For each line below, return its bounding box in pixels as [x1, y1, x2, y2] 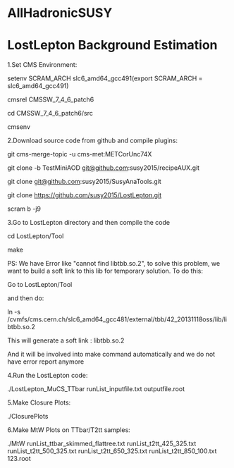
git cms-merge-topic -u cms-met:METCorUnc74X [7, 150, 152, 159]
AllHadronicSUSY [7, 5, 113, 21]
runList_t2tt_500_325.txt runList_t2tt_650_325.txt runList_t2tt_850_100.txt [7, 447, 217, 455]
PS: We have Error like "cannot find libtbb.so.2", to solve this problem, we [7, 259, 221, 268]
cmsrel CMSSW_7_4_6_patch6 [7, 95, 94, 104]
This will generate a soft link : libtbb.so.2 [7, 336, 125, 345]
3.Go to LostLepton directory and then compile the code [7, 218, 171, 227]
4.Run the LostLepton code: [7, 371, 88, 380]
